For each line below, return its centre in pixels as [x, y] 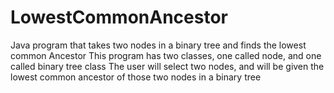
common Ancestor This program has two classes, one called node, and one [166, 55]
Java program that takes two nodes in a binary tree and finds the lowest [158, 45]
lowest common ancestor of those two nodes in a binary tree [136, 77]
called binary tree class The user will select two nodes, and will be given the [167, 66]
